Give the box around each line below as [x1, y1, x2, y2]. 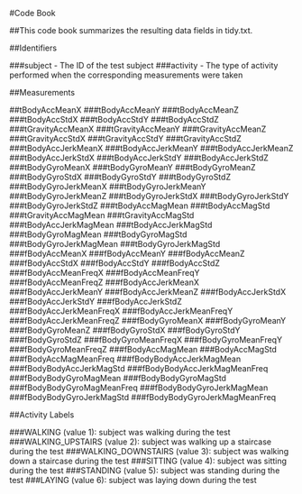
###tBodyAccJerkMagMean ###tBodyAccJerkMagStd [9, 220, 213, 230]
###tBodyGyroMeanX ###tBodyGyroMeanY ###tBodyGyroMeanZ [9, 162, 256, 172]
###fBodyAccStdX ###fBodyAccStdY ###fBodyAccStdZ [9, 258, 221, 269]
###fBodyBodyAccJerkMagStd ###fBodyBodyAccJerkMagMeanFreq [9, 363, 269, 373]
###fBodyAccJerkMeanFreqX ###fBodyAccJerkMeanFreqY [9, 306, 233, 316]
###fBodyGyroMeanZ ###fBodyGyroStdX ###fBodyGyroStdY [9, 325, 241, 335]
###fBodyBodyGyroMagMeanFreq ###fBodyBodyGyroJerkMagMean [9, 382, 269, 393]
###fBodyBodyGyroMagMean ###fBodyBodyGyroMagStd [9, 373, 227, 383]
